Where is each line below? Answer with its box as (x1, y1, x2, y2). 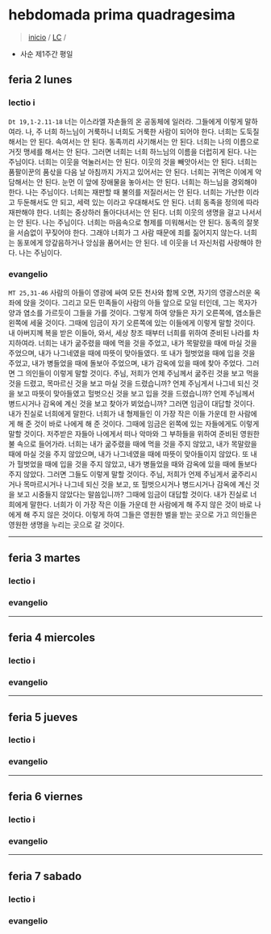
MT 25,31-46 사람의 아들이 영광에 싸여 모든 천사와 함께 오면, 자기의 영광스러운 (8, 287, 252, 297)
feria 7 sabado (8, 869, 82, 883)
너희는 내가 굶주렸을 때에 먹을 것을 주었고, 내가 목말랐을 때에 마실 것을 (38, 337, 258, 348)
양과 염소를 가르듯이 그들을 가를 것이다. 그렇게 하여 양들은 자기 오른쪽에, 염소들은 (8, 308, 262, 317)
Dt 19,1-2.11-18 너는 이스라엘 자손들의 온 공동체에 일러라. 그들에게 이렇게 (8, 116, 244, 126)
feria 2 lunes (8, 73, 73, 86)
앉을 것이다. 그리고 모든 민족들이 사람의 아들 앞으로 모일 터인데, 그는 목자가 (23, 297, 258, 308)
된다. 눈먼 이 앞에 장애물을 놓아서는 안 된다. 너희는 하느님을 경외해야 (44, 177, 258, 186)
